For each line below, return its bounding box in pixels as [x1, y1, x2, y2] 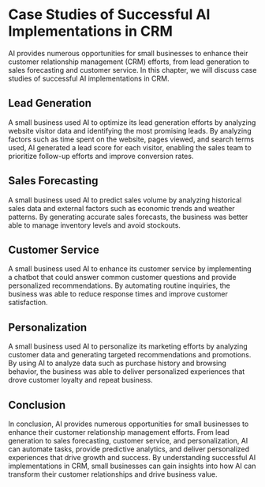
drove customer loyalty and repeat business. [8, 376, 153, 385]
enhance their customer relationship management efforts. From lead [8, 428, 230, 436]
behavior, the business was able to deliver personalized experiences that [8, 367, 245, 376]
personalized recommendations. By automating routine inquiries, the [8, 281, 231, 290]
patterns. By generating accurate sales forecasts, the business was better [8, 212, 248, 221]
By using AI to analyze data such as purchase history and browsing [8, 358, 227, 368]
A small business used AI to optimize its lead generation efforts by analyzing [8, 117, 256, 127]
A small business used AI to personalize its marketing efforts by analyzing [8, 342, 248, 351]
